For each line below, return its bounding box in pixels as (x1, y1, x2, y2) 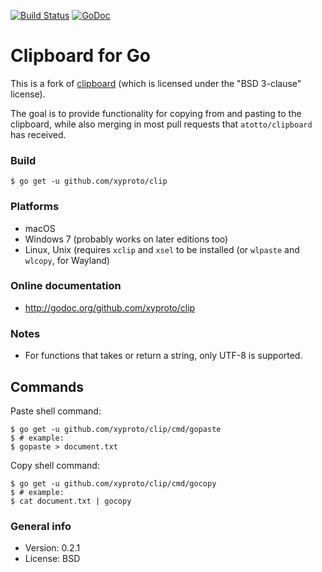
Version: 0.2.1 (24, 542, 81, 554)
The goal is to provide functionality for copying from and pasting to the (10, 107, 302, 119)
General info (10, 519, 72, 533)
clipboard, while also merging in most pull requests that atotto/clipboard (10, 118, 313, 130)
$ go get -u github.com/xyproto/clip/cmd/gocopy (10, 478, 217, 489)
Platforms (10, 200, 60, 214)
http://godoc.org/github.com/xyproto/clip (24, 301, 196, 314)
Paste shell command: (10, 405, 102, 417)
